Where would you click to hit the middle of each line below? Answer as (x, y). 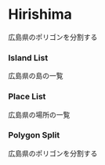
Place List (27, 97)
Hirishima (40, 14)
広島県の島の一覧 (36, 76)
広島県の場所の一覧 (39, 114)
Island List (28, 58)
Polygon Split (34, 135)
